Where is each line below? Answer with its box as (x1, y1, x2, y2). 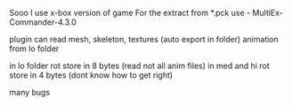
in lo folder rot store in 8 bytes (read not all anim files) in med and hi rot (9, 61, 270, 71)
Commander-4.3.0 (9, 17, 77, 27)
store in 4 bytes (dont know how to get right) (9, 70, 174, 80)
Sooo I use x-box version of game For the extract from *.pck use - (9, 8, 251, 18)
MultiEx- (252, 8, 283, 18)
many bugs (9, 87, 51, 97)
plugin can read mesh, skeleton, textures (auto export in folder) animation (9, 34, 279, 44)
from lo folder (9, 43, 60, 54)
